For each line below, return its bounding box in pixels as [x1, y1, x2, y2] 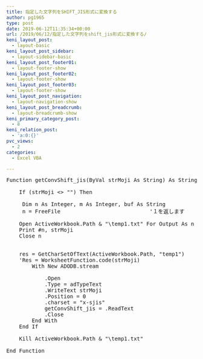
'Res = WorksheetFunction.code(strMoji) [19, 257, 141, 264]
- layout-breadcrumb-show [11, 110, 77, 116]
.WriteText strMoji [44, 287, 102, 294]
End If [19, 323, 39, 330]
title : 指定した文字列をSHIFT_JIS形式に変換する [6, 8, 117, 15]
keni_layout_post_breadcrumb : [6, 104, 83, 111]
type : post [6, 20, 34, 26]
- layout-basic [11, 43, 50, 49]
